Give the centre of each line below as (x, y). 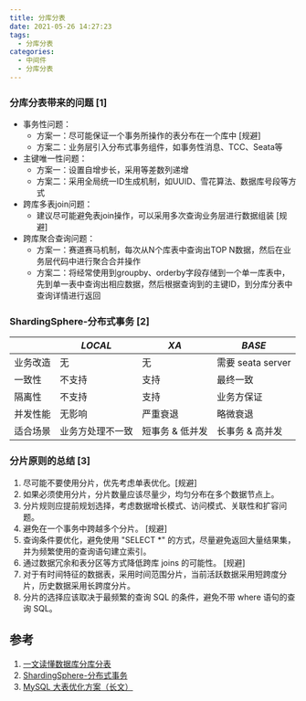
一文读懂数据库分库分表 (67, 664)
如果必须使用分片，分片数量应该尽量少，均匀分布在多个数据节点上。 (151, 494)
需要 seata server (253, 363)
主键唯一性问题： (55, 159)
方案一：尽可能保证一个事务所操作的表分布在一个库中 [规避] (148, 136)
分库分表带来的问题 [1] (58, 102)
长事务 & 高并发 (249, 431)
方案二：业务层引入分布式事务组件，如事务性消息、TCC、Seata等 (159, 147)
